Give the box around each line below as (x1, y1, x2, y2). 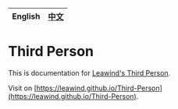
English (12, 11, 41, 22)
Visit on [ (8, 83, 37, 93)
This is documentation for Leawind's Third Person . (8, 68, 171, 77)
